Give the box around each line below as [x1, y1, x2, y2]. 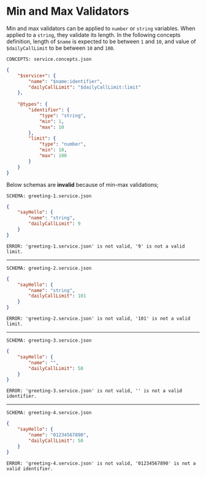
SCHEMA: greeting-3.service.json [6, 337, 92, 344]
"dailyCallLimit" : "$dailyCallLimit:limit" [28, 84, 141, 90]
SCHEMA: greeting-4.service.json [6, 410, 92, 416]
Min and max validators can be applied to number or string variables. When [6, 25, 196, 32]
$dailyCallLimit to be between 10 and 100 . [6, 44, 115, 52]
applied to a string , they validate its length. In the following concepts [6, 31, 181, 38]
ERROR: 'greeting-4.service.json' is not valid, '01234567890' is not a [6, 460, 196, 467]
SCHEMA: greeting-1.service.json [6, 192, 92, 199]
